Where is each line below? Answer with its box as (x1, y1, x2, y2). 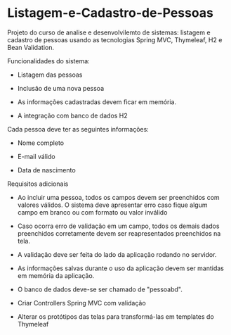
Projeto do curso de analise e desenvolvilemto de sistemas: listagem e (7, 28, 211, 37)
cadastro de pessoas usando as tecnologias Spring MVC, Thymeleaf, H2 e (7, 35, 223, 44)
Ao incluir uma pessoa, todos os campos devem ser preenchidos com (17, 193, 220, 201)
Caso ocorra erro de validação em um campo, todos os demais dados (17, 222, 220, 230)
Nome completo (17, 139, 65, 147)
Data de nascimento (17, 165, 76, 174)
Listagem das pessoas (17, 70, 83, 79)
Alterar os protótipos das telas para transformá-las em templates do (17, 312, 214, 321)
